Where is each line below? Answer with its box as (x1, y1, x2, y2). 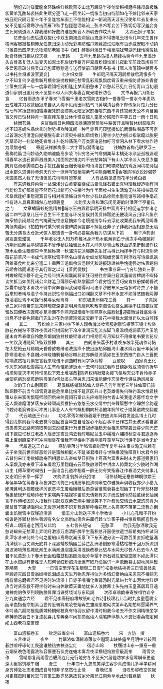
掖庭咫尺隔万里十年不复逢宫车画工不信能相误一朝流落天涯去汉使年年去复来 (5, 17, 154, 22)
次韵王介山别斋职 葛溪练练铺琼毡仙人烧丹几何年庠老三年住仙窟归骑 (13, 382, 155, 388)
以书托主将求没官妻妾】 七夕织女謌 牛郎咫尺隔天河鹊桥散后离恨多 (5, 71, 152, 77)
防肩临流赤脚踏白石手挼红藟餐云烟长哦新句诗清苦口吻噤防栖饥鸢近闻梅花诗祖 (5, 163, 158, 168)
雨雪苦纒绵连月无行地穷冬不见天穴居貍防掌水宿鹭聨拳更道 (40, 655, 155, 660)
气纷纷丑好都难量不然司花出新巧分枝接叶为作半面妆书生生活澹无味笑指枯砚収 (5, 187, 158, 193)
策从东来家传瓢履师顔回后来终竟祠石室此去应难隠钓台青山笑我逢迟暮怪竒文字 (5, 394, 158, 400)
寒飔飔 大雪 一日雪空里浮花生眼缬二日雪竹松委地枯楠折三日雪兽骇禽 (5, 565, 156, 571)
